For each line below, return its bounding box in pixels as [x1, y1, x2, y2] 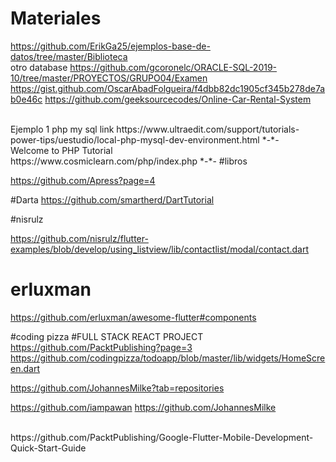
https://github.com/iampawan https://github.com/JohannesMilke [10, 401, 277, 413]
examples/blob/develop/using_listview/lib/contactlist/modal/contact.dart [10, 243, 309, 255]
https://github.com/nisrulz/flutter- [10, 232, 149, 244]
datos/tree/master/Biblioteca [10, 50, 128, 62]
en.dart [10, 362, 40, 374]
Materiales [10, 7, 102, 30]
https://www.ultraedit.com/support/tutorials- [116, 123, 300, 135]
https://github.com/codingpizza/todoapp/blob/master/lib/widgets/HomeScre [10, 352, 326, 364]
